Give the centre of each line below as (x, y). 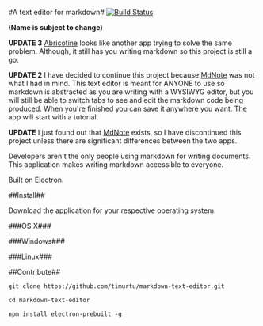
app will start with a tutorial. (53, 117)
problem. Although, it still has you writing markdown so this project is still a (130, 51)
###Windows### (37, 241)
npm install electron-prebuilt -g (65, 314)
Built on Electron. (36, 180)
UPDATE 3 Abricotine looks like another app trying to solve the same (120, 43)
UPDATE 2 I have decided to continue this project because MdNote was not (131, 75)
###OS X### (30, 226)
